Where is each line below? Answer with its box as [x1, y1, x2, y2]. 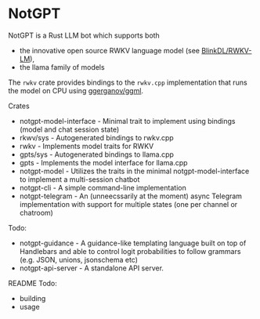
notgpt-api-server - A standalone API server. [19, 263, 164, 273]
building [19, 293, 46, 303]
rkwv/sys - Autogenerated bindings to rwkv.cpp [19, 132, 174, 142]
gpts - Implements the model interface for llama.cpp [19, 158, 188, 167]
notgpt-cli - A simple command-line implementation [19, 183, 186, 192]
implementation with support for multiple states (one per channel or [19, 199, 238, 208]
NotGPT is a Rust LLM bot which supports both [8, 31, 161, 40]
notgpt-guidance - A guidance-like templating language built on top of [19, 238, 247, 248]
